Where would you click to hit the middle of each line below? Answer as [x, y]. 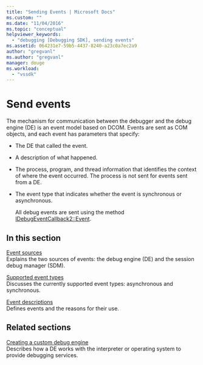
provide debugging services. [42, 355]
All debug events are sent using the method [70, 212]
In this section [34, 238]
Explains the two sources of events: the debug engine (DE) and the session [100, 259]
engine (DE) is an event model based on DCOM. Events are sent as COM [97, 128]
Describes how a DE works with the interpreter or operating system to [94, 349]
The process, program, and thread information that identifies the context [106, 169]
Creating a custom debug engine [47, 342]
